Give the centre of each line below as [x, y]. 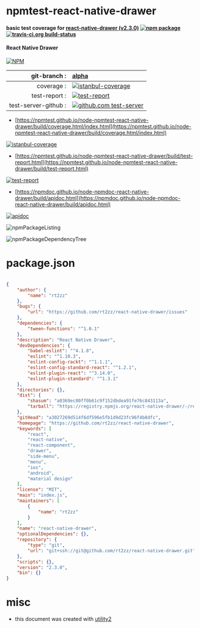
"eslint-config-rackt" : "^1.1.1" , [70, 362]
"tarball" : [41, 407]
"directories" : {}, [41, 390]
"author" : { [32, 290]
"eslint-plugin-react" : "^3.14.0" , [72, 373]
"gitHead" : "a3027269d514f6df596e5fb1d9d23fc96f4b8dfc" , [89, 417]
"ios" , [36, 467]
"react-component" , [52, 445]
